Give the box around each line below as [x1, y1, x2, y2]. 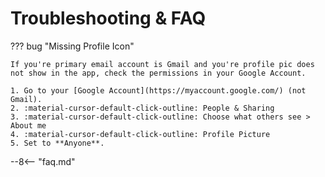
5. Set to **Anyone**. [10, 138, 105, 148]
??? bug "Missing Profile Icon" [10, 40, 135, 52]
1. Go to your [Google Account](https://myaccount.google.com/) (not [10, 85, 307, 96]
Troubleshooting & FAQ [10, 7, 207, 30]
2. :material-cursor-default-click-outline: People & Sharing [10, 103, 275, 113]
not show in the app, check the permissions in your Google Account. [10, 68, 307, 78]
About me [10, 120, 47, 131]
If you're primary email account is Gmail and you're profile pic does [10, 59, 315, 69]
